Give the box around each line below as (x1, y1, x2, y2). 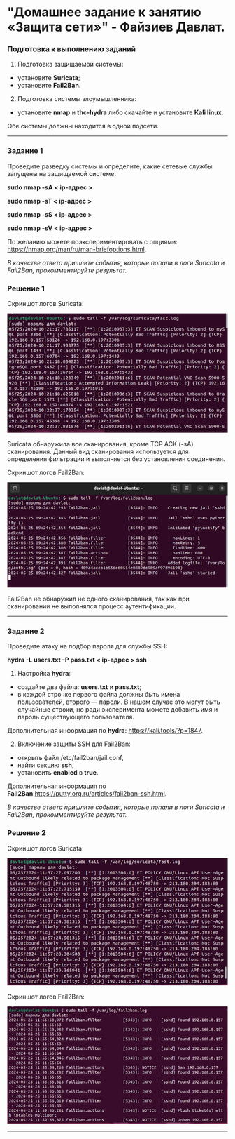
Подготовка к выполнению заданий (7, 44, 136, 54)
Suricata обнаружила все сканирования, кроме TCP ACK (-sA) (7, 440, 194, 448)
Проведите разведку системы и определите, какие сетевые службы (7, 162, 213, 171)
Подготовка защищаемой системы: (17, 60, 124, 69)
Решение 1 (7, 284, 45, 293)
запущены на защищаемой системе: (7, 169, 117, 178)
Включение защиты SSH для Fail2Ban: (17, 740, 131, 748)
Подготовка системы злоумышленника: (17, 95, 137, 103)
